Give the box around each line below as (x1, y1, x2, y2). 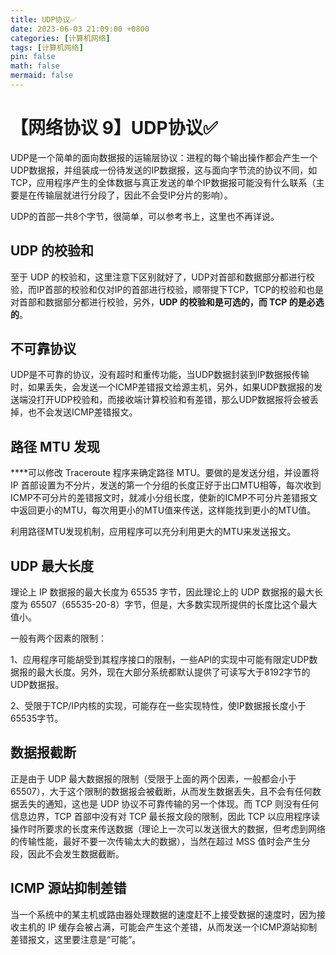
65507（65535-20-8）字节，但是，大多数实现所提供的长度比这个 (29, 599, 300, 611)
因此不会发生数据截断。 (27, 847, 125, 860)
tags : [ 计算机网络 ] (10, 42, 84, 53)
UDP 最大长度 (10, 557, 95, 575)
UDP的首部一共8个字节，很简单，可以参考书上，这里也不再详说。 (10, 210, 280, 222)
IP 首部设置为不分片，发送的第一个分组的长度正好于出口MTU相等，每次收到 (10, 479, 322, 491)
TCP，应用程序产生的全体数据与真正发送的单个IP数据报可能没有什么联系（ (10, 176, 317, 188)
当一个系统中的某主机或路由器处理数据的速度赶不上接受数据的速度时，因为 (10, 908, 317, 920)
